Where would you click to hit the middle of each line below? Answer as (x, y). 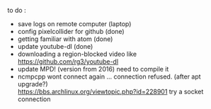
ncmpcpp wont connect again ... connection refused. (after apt (109, 76)
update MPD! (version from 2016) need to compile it (93, 69)
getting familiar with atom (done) (65, 39)
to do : (17, 10)
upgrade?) (33, 84)
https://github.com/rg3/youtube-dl (68, 62)
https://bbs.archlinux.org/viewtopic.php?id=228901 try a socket (110, 92)
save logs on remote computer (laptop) (74, 24)
